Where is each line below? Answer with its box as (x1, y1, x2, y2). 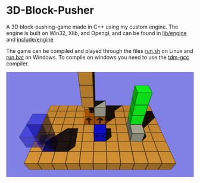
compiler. (6, 60, 29, 67)
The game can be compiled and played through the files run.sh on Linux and (6, 47, 193, 54)
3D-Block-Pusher (6, 4, 94, 17)
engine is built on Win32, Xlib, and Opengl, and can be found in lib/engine (6, 29, 187, 36)
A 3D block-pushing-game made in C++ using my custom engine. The (6, 23, 179, 30)
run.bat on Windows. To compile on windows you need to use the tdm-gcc (6, 53, 189, 61)
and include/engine (6, 36, 54, 43)
